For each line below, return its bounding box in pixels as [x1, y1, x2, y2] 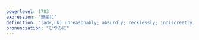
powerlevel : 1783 [6, 8, 49, 15]
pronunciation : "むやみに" [6, 25, 70, 31]
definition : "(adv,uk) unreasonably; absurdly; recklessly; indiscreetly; [6, 19, 195, 25]
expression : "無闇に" [6, 14, 57, 20]
